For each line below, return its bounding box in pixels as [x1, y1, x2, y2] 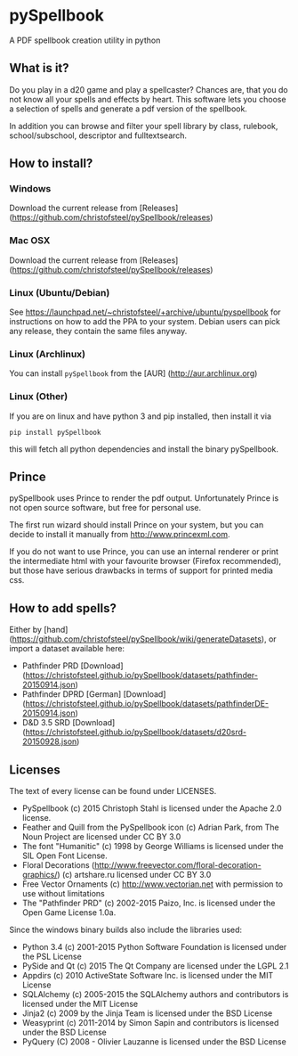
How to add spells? [9, 601, 117, 616]
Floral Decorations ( [21, 860, 95, 871]
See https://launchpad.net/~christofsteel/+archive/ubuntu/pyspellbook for [9, 307, 282, 317]
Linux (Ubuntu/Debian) [9, 286, 110, 299]
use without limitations [21, 888, 105, 899]
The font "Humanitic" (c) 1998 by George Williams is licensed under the [21, 841, 285, 852]
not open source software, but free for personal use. [9, 503, 202, 513]
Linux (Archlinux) [9, 348, 86, 360]
